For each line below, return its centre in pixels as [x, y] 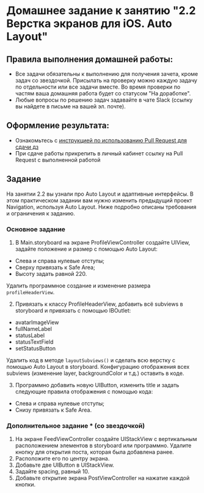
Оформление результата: [58, 126]
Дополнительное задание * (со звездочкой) [76, 426]
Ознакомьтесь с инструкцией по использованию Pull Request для [101, 140]
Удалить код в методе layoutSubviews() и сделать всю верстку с [91, 360]
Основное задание [36, 229]
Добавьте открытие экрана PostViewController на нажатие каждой [102, 478]
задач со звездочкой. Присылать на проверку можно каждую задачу [106, 80]
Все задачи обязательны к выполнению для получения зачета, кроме [107, 74]
